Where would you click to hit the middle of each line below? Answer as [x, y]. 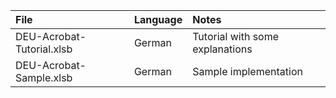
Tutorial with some [236, 36]
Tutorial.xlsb [44, 49]
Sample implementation [247, 71]
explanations [222, 49]
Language [158, 19]
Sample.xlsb [44, 77]
